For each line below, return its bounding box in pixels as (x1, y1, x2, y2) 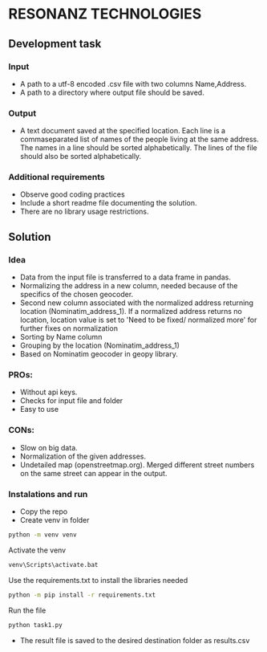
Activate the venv (8, 545, 67, 555)
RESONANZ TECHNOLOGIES (8, 5, 202, 23)
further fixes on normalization (19, 324, 119, 333)
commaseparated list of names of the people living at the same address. (19, 134, 259, 145)
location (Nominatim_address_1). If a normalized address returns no (19, 307, 242, 316)
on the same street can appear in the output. (19, 468, 168, 478)
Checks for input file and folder (19, 396, 123, 405)
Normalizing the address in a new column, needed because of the (19, 281, 238, 291)
